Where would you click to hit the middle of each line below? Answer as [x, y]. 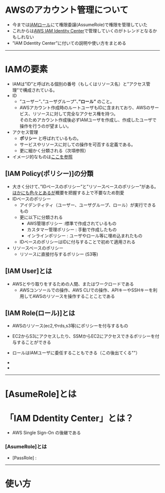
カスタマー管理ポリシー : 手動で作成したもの [72, 230]
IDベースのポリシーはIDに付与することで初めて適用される [78, 242]
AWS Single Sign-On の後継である [46, 433]
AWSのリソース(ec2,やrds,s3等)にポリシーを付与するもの [70, 326]
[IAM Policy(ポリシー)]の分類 [49, 174]
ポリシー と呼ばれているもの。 [50, 138]
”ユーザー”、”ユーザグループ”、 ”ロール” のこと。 [67, 101]
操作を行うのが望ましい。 [45, 126]
